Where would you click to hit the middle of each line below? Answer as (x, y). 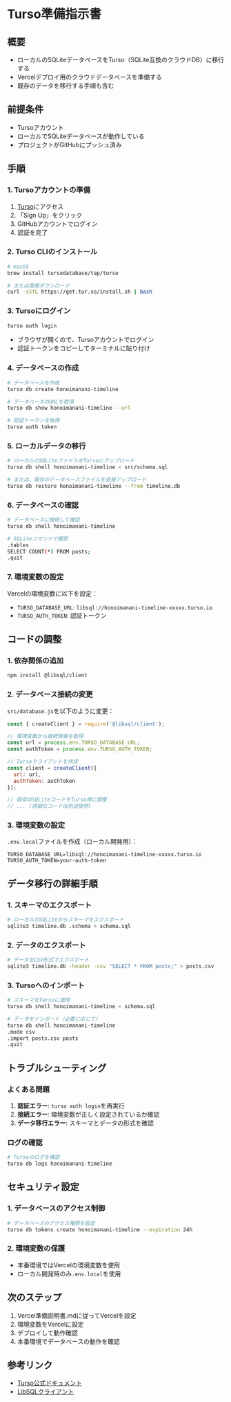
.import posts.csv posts (43, 1038)
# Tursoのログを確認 (33, 1157)
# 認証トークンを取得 (33, 421)
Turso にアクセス (40, 206)
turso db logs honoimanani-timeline (60, 1164)
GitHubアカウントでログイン (57, 224)
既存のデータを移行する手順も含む (66, 86)
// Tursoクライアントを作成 (42, 762)
